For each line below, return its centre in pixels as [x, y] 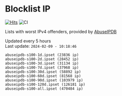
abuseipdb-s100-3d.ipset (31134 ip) [42, 63]
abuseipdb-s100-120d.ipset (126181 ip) [45, 84]
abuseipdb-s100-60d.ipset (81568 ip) [43, 76]
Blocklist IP [28, 9]
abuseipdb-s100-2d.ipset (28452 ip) [42, 59]
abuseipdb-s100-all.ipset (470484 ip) [44, 89]
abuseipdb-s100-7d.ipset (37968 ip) [42, 68]
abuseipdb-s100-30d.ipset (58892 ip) [43, 72]
